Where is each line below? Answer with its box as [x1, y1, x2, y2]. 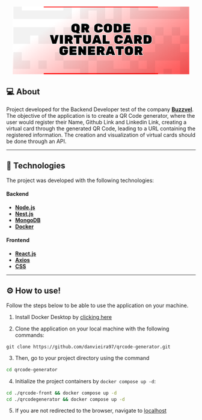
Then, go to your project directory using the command [14, 354, 150, 361]
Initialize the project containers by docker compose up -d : [14, 377, 156, 385]
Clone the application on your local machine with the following [14, 325, 170, 332]
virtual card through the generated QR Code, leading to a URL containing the [6, 124, 196, 132]
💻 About [6, 87, 40, 97]
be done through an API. [6, 138, 67, 145]
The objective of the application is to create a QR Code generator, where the [6, 112, 195, 119]
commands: [14, 331, 44, 338]
